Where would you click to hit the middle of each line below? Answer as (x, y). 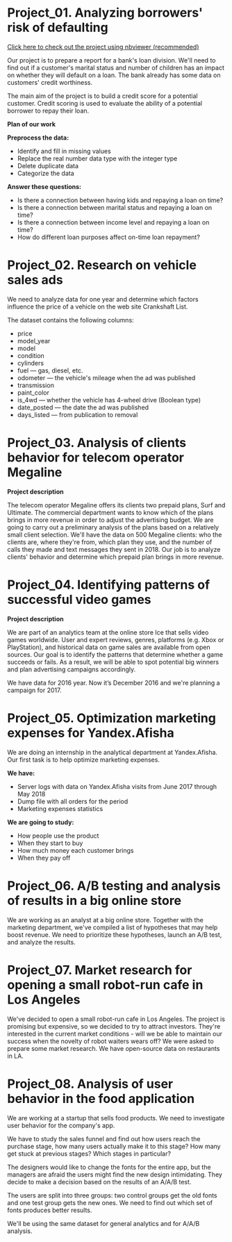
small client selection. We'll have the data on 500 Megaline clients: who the (115, 534)
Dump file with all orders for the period (73, 801)
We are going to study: (41, 822)
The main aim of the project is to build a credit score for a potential (102, 96)
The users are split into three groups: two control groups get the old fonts (112, 1195)
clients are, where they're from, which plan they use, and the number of (110, 542)
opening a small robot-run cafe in (105, 984)
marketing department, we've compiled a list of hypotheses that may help (113, 927)
